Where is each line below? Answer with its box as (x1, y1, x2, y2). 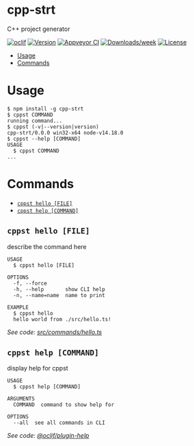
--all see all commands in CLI (13, 419, 106, 427)
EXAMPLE (7, 304, 29, 311)
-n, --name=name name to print (13, 292, 106, 298)
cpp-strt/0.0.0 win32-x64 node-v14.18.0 (7, 129, 124, 136)
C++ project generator (7, 25, 70, 33)
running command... (7, 117, 63, 124)
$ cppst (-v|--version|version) (7, 123, 99, 130)
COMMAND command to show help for (13, 401, 115, 408)
